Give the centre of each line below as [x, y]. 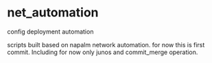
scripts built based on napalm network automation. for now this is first [106, 45]
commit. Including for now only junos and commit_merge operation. [103, 52]
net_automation [53, 13]
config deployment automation [50, 32]
